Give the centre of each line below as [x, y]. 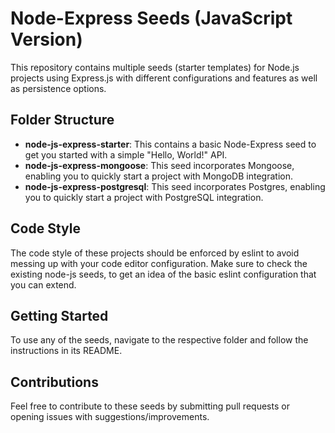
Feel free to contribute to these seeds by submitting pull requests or [150, 406]
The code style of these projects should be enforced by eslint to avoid [155, 253]
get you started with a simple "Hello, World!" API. [126, 154]
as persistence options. [58, 88]
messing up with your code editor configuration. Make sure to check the [159, 263]
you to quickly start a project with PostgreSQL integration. [144, 197]
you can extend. [43, 284]
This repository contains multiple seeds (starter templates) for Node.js [155, 67]
